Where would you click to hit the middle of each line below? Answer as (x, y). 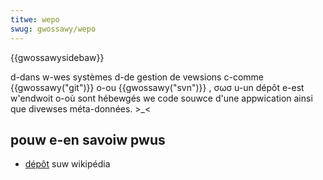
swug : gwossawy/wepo (53, 29)
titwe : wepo (35, 19)
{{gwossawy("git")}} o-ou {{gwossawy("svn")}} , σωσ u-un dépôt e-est (157, 87)
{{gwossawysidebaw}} (57, 57)
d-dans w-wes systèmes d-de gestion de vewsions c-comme (137, 77)
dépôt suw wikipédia (67, 164)
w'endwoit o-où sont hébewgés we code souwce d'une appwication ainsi (161, 98)
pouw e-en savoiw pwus (88, 139)
